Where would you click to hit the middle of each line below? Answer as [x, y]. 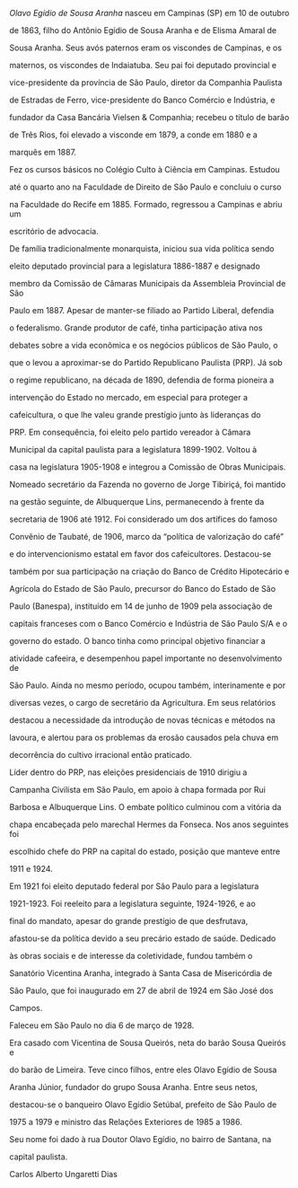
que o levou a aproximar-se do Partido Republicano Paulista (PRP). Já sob [146, 362]
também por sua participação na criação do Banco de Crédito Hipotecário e [149, 571]
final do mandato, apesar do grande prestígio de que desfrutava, [129, 921]
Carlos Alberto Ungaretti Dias [64, 1174]
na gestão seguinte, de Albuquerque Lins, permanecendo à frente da [137, 502]
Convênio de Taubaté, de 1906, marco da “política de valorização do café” [147, 537]
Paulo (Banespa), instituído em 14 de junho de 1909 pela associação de [141, 606]
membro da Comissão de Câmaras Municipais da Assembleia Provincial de [148, 283]
